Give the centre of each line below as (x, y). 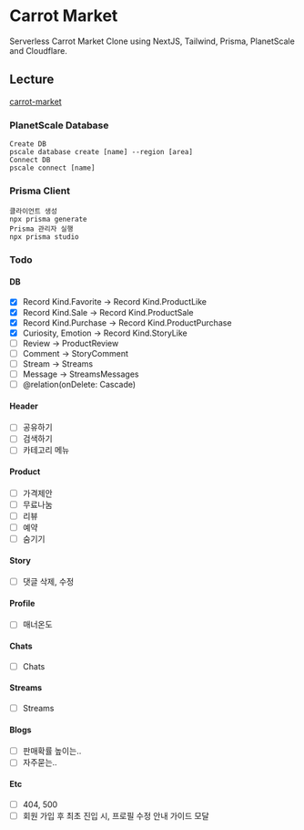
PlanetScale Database (59, 125)
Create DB (28, 144)
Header (24, 406)
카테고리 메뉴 (46, 450)
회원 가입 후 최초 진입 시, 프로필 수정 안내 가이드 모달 (116, 815)
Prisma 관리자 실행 (41, 229)
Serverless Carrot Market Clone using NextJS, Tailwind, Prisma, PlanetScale (152, 41)
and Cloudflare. (39, 50)
